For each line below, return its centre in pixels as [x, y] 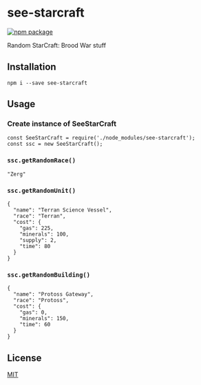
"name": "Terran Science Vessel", [63, 210]
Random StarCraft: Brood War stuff [57, 45]
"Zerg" [17, 174]
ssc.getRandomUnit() [42, 190]
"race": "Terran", [40, 216]
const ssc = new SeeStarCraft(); [55, 144]
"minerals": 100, [44, 234]
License [24, 358]
